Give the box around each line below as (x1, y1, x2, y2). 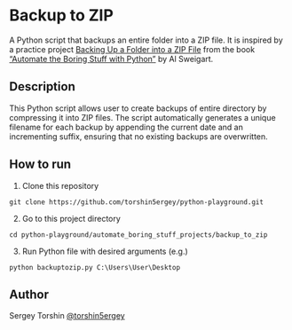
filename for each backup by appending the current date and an (9, 122, 244, 132)
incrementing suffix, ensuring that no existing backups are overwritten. (9, 130, 268, 142)
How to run (9, 157, 72, 172)
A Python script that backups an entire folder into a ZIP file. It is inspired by (9, 35, 283, 45)
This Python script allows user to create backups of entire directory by (9, 103, 267, 114)
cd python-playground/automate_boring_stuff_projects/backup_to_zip (9, 230, 268, 240)
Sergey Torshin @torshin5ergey (9, 310, 126, 321)
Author (9, 287, 49, 302)
